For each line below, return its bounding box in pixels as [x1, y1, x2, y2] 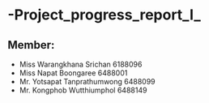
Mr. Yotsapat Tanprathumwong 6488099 [19, 77, 156, 86]
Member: [7, 38, 55, 52]
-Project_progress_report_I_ [7, 6, 202, 24]
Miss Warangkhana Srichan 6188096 [19, 59, 143, 69]
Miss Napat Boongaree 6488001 [19, 68, 128, 78]
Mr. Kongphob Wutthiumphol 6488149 [19, 85, 147, 95]
